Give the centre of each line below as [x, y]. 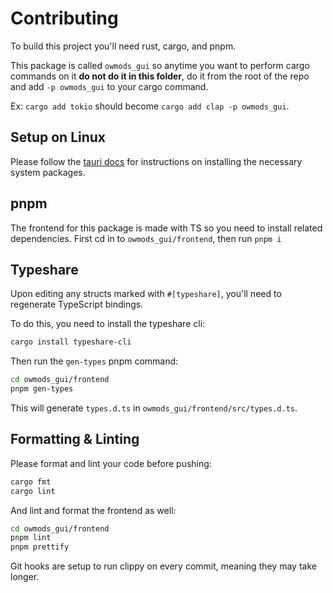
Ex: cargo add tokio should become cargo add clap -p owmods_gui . [150, 106]
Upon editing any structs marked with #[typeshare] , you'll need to [146, 294]
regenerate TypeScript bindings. [77, 304]
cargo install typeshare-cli [71, 342]
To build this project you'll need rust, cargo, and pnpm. [123, 46]
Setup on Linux [58, 137]
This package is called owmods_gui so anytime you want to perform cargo [160, 65]
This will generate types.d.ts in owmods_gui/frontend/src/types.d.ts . [154, 408]
